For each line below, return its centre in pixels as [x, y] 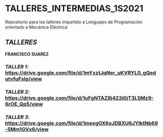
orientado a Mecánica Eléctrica [36, 27]
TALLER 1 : [17, 67]
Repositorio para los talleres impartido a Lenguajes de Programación [74, 22]
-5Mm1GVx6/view [27, 129]
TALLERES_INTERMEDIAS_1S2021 [74, 9]
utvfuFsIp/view [24, 79]
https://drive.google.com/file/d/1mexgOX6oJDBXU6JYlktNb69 [81, 123]
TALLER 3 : [18, 117]
